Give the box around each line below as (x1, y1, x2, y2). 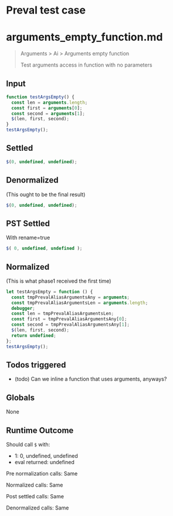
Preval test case (6, 4, 86, 17)
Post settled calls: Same (6, 493, 65, 500)
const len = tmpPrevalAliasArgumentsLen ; (11, 310, 114, 317)
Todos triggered (6, 360, 66, 370)
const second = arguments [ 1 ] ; (11, 110, 85, 117)
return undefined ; (11, 332, 57, 339)
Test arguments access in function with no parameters (20, 61, 152, 68)
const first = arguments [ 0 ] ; (11, 105, 83, 111)
